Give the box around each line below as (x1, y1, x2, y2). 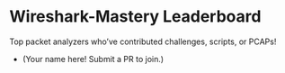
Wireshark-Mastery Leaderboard (9, 6, 262, 27)
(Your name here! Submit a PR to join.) (22, 53, 165, 64)
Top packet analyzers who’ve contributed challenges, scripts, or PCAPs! (9, 36, 277, 47)
